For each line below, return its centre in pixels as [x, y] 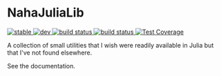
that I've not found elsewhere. [50, 53]
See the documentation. [41, 66]
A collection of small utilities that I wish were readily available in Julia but [110, 45]
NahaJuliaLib [46, 13]
